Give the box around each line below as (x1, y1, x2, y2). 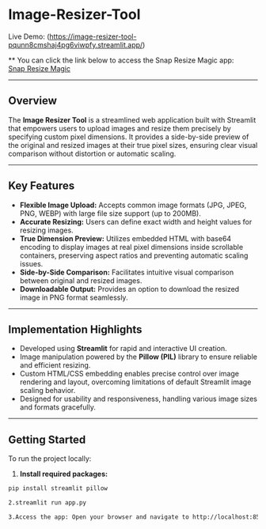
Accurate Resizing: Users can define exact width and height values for (19, 217, 253, 226)
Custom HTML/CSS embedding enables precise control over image (19, 369, 240, 379)
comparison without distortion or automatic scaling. (8, 149, 177, 158)
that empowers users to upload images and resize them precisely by (8, 123, 231, 133)
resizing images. (19, 225, 74, 235)
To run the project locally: (8, 454, 92, 463)
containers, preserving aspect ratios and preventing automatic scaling (19, 251, 249, 260)
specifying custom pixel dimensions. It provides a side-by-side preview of (8, 132, 249, 142)
